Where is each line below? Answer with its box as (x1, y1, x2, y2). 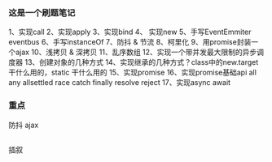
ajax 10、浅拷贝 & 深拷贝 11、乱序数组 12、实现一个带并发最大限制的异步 (15, 47, 257, 58)
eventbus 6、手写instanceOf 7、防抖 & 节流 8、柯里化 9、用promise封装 (8, 37, 252, 47)
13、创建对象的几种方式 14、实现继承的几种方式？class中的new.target (24, 58, 259, 67)
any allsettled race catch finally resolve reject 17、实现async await (8, 78, 230, 87)
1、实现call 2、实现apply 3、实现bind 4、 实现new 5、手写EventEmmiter (8, 27, 252, 37)
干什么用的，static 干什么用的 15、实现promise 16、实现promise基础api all (8, 67, 257, 78)
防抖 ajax (8, 120, 39, 130)
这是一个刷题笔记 (8, 6, 76, 18)
